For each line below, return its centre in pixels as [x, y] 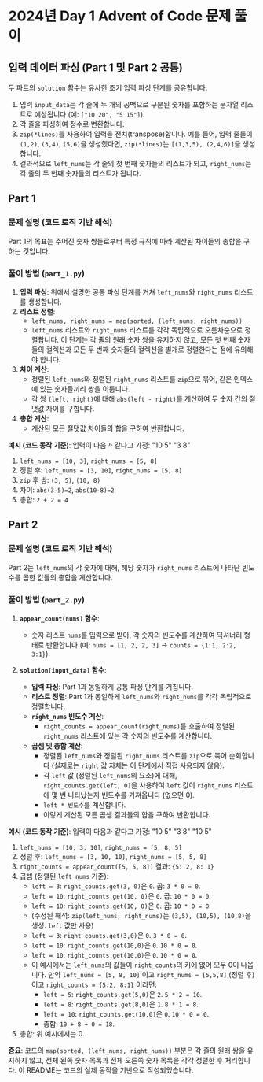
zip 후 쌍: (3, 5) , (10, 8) [60, 480]
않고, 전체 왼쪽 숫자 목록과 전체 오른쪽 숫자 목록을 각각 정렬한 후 [126, 1060]
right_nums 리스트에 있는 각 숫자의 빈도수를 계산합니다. [128, 736]
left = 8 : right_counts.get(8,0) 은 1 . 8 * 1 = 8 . [121, 1004]
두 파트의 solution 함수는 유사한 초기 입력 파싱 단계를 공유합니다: [108, 88]
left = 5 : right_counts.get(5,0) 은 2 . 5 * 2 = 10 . [122, 994]
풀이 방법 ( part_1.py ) [46, 273]
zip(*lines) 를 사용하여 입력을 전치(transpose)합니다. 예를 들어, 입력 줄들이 [136, 134]
